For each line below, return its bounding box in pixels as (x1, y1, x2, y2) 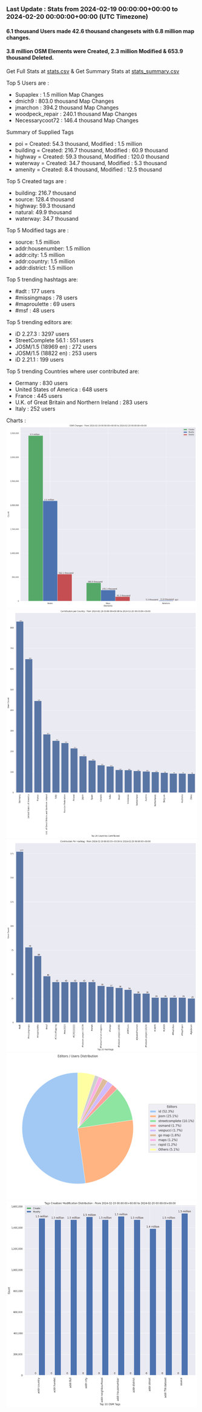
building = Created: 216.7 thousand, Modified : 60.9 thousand (15, 146, 168, 154)
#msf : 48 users (15, 307, 55, 314)
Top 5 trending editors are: (6, 318, 73, 325)
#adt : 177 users (15, 287, 56, 294)
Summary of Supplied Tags (6, 128, 74, 135)
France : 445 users (15, 392, 62, 399)
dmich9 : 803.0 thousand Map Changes (15, 97, 114, 105)
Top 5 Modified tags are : (6, 226, 69, 234)
